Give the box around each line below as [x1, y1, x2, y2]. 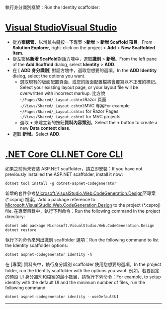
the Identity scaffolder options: [5, 242, 68, 248]
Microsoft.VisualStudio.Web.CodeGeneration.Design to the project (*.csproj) [5, 202, 161, 208]
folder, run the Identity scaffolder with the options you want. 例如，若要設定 [5, 267, 160, 273]
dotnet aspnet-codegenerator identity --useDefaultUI [5, 294, 119, 299]
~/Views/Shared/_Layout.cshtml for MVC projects [19, 113, 121, 119]
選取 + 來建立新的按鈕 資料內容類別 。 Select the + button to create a [19, 119, 158, 125]
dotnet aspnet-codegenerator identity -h [5, 252, 92, 257]
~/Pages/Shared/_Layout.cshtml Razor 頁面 [19, 96, 107, 102]
